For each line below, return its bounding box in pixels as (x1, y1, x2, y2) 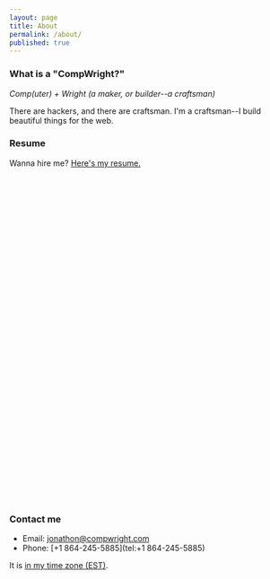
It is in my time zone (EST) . (9, 560, 109, 571)
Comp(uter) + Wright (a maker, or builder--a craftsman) (9, 88, 216, 99)
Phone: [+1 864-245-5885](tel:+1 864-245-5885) (22, 543, 205, 554)
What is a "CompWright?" (9, 68, 126, 81)
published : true (9, 38, 70, 48)
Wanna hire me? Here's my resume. (9, 158, 141, 169)
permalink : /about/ (9, 30, 83, 39)
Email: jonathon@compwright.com (22, 533, 150, 544)
